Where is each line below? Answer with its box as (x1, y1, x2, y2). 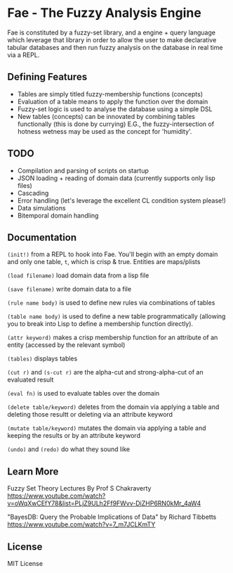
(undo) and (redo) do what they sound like (7, 445, 131, 453)
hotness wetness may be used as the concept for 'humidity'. (17, 127, 192, 135)
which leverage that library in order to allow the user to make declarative (7, 35, 217, 44)
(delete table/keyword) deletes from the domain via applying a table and (7, 403, 220, 411)
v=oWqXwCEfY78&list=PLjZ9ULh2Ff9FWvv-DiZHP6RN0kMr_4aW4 (7, 499, 201, 508)
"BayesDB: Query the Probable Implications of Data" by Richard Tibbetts (7, 512, 217, 522)
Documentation (7, 231, 77, 244)
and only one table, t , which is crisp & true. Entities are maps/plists (7, 258, 201, 266)
